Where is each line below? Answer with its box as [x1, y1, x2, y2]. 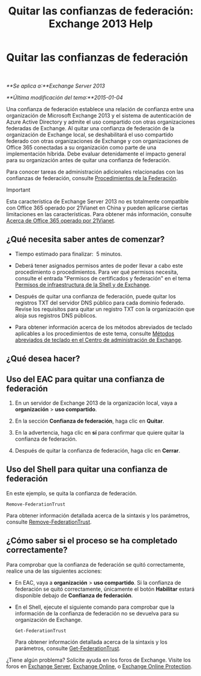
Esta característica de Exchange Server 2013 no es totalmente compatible [6, 198, 189, 205]
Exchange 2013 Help [49, 17, 153, 31]
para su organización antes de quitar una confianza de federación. [6, 156, 171, 163]
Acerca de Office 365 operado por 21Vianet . [6, 217, 116, 224]
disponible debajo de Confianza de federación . [14, 591, 133, 599]
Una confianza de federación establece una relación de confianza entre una [6, 105, 194, 112]
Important [6, 186, 31, 193]
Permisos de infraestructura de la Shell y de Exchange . [14, 281, 151, 288]
